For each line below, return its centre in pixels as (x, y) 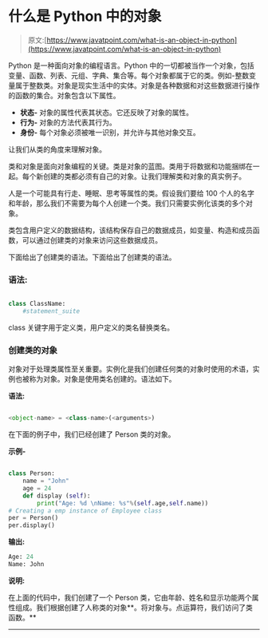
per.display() (32, 525)
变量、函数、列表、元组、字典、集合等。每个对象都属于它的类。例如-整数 (129, 75)
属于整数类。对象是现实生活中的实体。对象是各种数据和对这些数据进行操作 (137, 85)
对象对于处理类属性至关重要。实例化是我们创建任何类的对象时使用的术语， (130, 369)
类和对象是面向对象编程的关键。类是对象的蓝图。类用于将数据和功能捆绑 (127, 166)
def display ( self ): (57, 496)
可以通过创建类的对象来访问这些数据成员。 (92, 240)
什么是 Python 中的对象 (85, 16)
